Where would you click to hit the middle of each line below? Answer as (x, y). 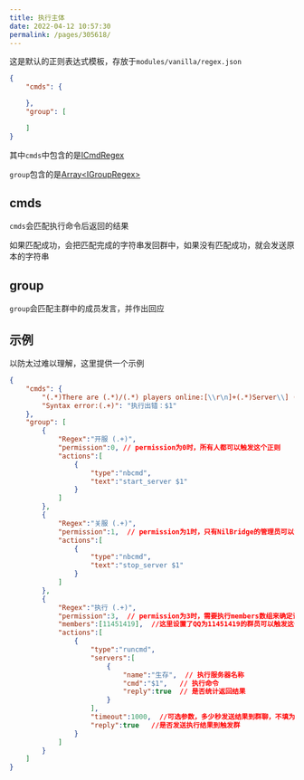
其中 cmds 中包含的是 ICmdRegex (67, 155)
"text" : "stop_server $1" (137, 566)
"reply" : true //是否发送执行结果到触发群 (165, 725)
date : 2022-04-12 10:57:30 (60, 26)
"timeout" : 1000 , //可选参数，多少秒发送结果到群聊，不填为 (193, 717)
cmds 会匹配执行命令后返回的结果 (69, 226)
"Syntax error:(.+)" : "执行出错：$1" (109, 405)
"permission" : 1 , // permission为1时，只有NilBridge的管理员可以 (176, 532)
